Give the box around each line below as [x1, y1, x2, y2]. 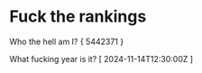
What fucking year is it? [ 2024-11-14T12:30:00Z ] [9, 53, 194, 64]
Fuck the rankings [9, 6, 147, 27]
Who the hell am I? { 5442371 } [9, 36, 124, 47]
